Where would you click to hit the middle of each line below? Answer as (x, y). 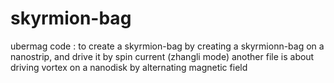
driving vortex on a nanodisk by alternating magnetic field (129, 67)
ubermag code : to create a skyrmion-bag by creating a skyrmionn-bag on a (167, 46)
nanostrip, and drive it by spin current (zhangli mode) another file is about (162, 56)
